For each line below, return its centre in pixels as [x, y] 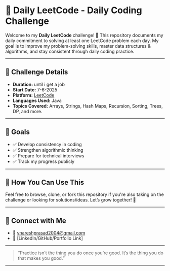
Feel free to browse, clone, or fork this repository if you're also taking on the [85, 194]
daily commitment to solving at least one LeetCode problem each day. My [82, 41]
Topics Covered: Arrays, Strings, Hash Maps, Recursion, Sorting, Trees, [88, 106]
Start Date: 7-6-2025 [35, 90]
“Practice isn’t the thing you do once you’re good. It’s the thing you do [90, 253]
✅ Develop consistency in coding [47, 144]
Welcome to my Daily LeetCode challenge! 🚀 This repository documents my [84, 35]
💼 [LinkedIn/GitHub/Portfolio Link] [48, 239]
